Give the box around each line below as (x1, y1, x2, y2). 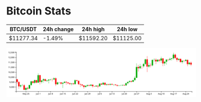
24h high (81, 26, 105, 33)
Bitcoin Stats (6, 4, 72, 18)
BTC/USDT (10, 26, 37, 33)
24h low (116, 26, 138, 33)
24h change (43, 26, 74, 33)
